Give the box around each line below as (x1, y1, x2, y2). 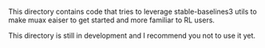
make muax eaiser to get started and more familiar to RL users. (8, 15, 216, 25)
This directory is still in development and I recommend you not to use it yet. (8, 31, 256, 40)
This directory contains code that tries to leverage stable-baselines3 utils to (8, 7, 257, 16)
